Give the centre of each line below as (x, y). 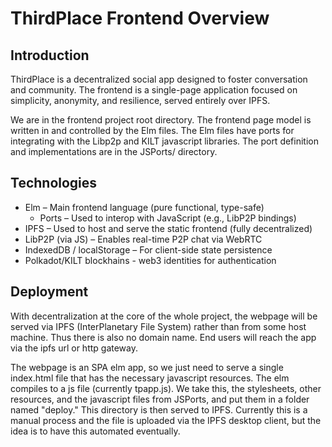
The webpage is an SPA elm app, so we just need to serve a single (147, 367)
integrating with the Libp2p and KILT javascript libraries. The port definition (164, 141)
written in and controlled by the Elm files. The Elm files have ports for (152, 130)
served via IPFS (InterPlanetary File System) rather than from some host (158, 326)
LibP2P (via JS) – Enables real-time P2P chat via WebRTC (143, 239)
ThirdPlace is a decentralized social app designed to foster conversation (159, 79)
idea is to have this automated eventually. (95, 431)
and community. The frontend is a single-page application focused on (154, 90)
